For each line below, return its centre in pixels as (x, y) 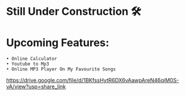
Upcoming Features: (58, 43)
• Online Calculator (32, 59)
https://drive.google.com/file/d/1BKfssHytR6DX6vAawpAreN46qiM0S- (92, 80)
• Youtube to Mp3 (28, 64)
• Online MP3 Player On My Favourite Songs (61, 69)
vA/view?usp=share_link (36, 86)
